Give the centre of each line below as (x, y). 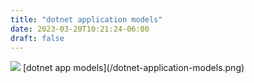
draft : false (37, 38)
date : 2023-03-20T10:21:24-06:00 (80, 29)
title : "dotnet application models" (86, 19)
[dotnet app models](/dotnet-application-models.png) (133, 68)
